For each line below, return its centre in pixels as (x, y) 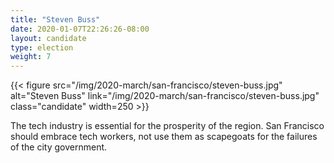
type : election (42, 47)
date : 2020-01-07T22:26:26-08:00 (80, 29)
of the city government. (59, 147)
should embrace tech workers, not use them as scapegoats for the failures (164, 137)
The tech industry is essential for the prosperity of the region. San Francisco (167, 126)
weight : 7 (31, 57)
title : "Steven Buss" (55, 19)
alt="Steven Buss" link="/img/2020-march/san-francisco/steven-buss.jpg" (165, 96)
